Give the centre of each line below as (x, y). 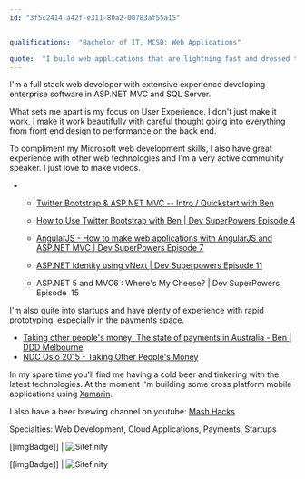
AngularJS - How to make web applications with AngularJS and (154, 238)
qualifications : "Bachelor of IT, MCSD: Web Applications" (126, 42)
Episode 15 (58, 293)
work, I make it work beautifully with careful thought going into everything (148, 121)
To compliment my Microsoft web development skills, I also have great (141, 149)
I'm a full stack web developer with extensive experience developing (138, 85)
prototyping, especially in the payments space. (97, 320)
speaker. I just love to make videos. (75, 168)
